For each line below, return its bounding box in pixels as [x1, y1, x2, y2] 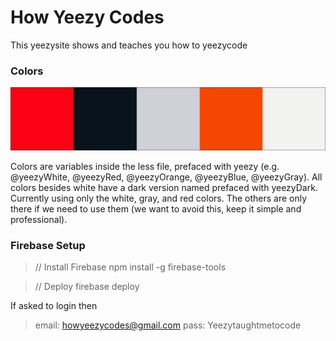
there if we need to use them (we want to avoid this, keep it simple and [10, 202, 302, 215]
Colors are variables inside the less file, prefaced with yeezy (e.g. [10, 160, 280, 172]
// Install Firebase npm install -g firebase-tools [34, 261, 227, 273]
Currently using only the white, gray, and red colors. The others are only [10, 192, 308, 204]
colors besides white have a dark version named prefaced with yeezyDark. [10, 181, 318, 193]
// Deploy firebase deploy [34, 280, 140, 292]
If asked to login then [10, 299, 98, 311]
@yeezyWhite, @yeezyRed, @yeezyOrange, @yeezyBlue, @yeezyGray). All [10, 171, 323, 183]
